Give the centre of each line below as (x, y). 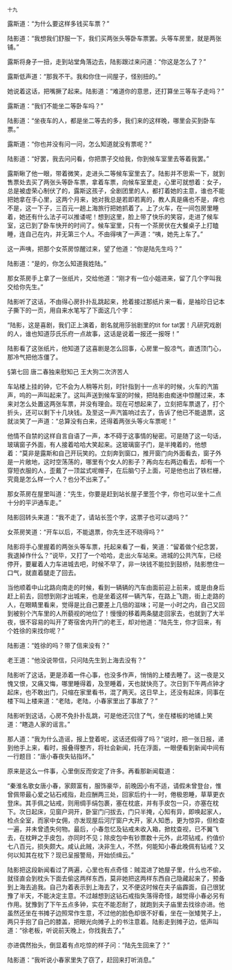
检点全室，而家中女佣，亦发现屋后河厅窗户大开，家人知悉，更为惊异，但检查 (116, 820)
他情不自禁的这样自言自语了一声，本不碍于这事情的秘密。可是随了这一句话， (116, 436)
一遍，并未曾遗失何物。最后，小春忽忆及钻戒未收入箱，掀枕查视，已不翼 (110, 829)
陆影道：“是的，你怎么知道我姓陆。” (57, 263)
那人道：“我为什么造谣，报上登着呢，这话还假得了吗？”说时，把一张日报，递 (116, 739)
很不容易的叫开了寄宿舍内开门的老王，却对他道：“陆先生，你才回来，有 (120, 622)
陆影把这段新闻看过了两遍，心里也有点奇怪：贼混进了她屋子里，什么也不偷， (116, 870)
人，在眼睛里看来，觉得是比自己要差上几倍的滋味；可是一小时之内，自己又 (113, 605)
